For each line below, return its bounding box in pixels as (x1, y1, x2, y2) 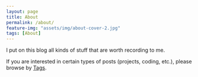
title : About (6, 14, 39, 20)
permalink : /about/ (6, 19, 55, 25)
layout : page (6, 8, 39, 15)
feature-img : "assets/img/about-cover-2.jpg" (6, 25, 120, 31)
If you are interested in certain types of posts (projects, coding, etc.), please (6, 58, 192, 65)
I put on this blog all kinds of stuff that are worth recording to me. (6, 46, 165, 53)
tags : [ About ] (6, 31, 41, 36)
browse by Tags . (6, 64, 47, 71)
